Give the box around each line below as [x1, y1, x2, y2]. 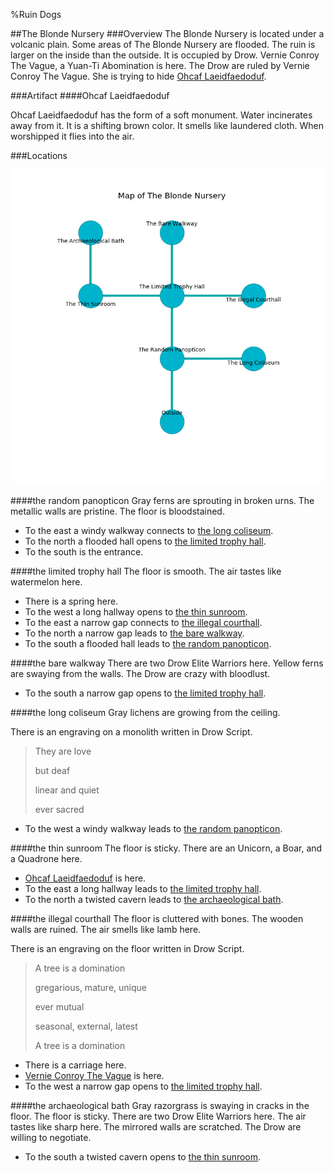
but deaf [34, 765, 71, 776]
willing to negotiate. [10, 1132, 92, 1143]
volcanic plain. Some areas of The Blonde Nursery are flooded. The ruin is [10, 39, 316, 50]
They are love [34, 745, 92, 757]
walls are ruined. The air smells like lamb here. [10, 924, 202, 935]
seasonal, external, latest [34, 1020, 138, 1032]
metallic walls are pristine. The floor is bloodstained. [10, 505, 225, 517]
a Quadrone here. [10, 853, 83, 864]
